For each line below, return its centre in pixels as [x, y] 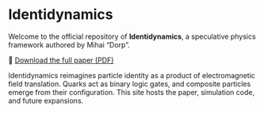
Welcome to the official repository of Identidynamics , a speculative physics [132, 36]
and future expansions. [46, 100]
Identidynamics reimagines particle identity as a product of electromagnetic [132, 75]
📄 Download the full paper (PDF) [61, 60]
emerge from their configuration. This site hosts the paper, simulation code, [132, 92]
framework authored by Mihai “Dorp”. [69, 44]
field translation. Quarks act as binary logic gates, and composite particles [130, 84]
